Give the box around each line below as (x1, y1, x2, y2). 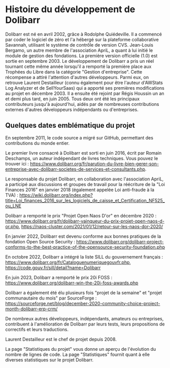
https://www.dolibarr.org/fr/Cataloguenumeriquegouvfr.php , (5, 259, 131, 265)
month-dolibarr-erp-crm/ (5, 306, 58, 312)
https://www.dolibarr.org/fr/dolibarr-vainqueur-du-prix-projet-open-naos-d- (5, 218, 165, 224)
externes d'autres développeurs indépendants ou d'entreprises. (5, 106, 139, 113)
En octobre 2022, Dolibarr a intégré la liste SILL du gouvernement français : (5, 253, 163, 260)
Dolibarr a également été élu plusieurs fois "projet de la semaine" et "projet (5, 289, 162, 296)
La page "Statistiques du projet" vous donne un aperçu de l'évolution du (5, 346, 156, 352)
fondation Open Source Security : (5, 238, 75, 244)
